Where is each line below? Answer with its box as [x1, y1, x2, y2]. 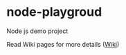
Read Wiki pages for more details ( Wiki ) [6, 40, 120, 48]
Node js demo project [6, 27, 69, 35]
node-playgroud [6, 4, 102, 20]
